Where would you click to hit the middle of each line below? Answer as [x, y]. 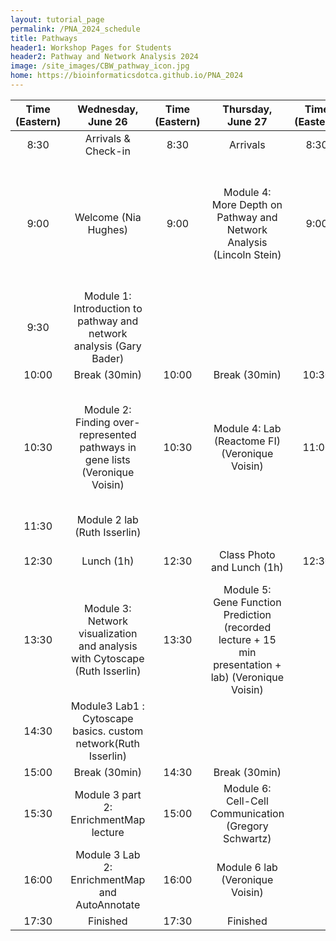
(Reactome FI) [247, 441]
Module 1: [108, 296]
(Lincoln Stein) [247, 254]
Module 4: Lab [247, 428]
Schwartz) [247, 838]
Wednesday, [108, 109]
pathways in [108, 447]
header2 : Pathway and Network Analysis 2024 [104, 57]
